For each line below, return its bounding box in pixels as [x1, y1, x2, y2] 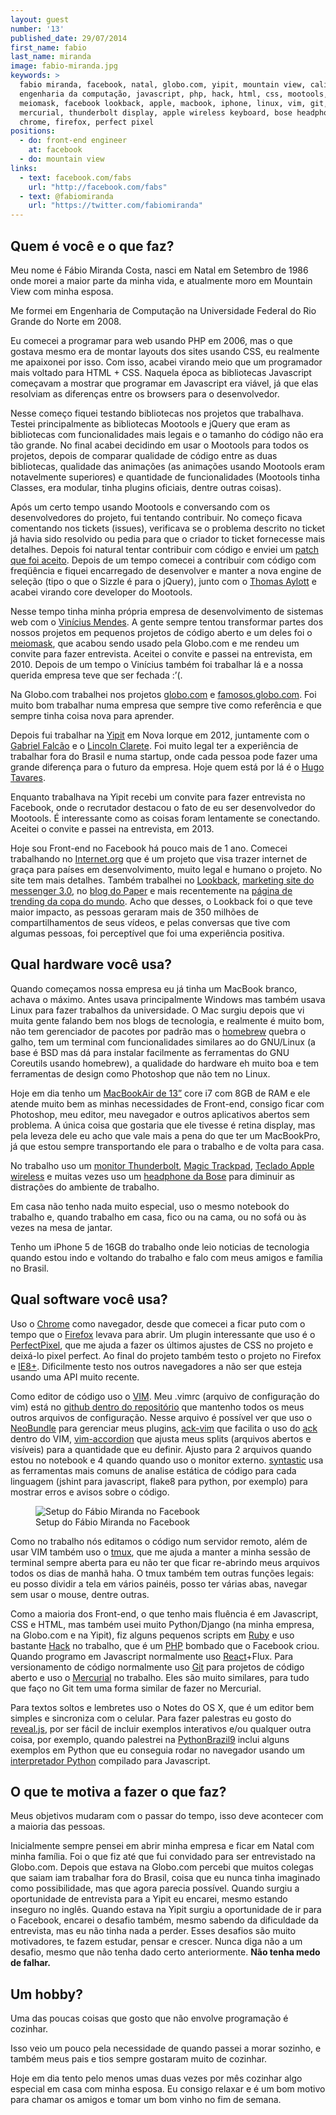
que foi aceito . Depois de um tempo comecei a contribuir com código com [10, 554, 317, 566]
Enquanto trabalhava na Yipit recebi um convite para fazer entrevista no [10, 791, 306, 803]
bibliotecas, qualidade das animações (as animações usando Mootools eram [10, 460, 326, 472]
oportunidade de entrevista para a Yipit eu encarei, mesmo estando [10, 1893, 288, 1905]
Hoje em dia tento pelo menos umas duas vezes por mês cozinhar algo [10, 2072, 303, 2085]
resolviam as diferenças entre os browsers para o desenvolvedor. [10, 387, 280, 400]
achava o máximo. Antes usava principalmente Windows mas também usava [10, 993, 326, 1005]
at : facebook [28, 145, 83, 155]
